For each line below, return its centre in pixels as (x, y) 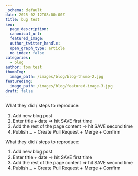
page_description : (30, 29)
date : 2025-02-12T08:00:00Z (35, 15)
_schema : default (24, 10)
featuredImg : (19, 81)
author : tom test (24, 67)
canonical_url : (26, 34)
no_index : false (27, 53)
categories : (18, 58)
